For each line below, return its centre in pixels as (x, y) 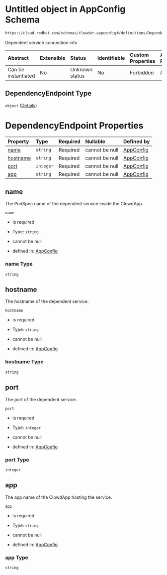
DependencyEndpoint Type (48, 93)
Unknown (82, 69)
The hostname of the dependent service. (47, 301)
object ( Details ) (21, 105)
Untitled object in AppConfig (65, 9)
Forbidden (142, 72)
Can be (16, 69)
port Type (17, 459)
